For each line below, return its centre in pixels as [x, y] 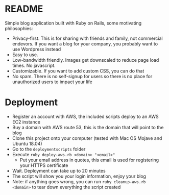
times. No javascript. [34, 65]
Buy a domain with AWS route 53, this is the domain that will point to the [88, 127]
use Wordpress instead [37, 49]
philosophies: [19, 28]
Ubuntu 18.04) [27, 143]
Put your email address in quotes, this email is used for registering [89, 160]
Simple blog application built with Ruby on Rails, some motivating [73, 23]
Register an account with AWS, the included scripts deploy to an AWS [85, 116]
